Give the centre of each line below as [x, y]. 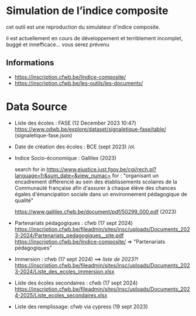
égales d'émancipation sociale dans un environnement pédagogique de [101, 194]
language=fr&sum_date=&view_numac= [63, 175]
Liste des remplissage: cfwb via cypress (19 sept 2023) [81, 306]
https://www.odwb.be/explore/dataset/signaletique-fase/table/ [90, 129]
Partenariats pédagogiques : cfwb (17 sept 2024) [74, 223]
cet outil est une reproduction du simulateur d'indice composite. [83, 27]
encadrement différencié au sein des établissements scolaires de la [96, 182]
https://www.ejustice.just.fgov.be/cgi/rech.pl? [102, 169]
